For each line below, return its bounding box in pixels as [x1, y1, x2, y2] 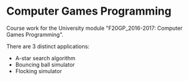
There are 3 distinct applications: [6, 43, 90, 50]
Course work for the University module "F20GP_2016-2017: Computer [6, 24, 183, 32]
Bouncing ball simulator [15, 61, 75, 68]
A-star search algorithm [15, 54, 75, 62]
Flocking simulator [15, 67, 63, 74]
